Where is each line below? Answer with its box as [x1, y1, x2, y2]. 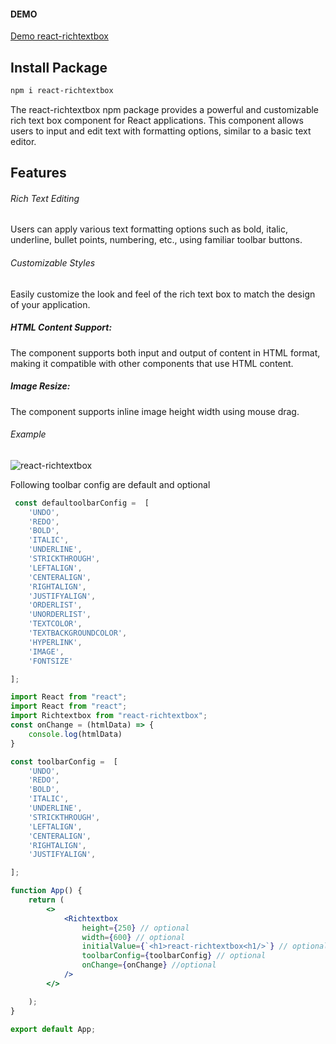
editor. [10, 135, 37, 147]
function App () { [10, 886, 83, 896]
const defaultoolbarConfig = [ [14, 498, 150, 508]
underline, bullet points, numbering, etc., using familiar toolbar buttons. [10, 234, 303, 246]
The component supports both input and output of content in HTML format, [10, 346, 321, 359]
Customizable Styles [10, 257, 96, 269]
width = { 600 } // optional [81, 932, 186, 942]
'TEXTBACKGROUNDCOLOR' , [28, 628, 128, 639]
